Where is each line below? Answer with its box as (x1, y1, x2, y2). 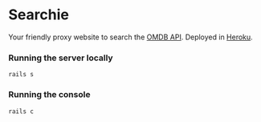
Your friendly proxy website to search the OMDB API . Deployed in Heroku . (8, 32, 253, 42)
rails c (8, 107, 35, 116)
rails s (8, 71, 35, 79)
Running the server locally (8, 52, 114, 63)
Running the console (8, 89, 91, 100)
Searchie (8, 6, 70, 24)
